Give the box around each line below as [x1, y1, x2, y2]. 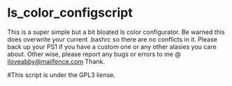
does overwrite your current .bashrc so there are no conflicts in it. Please [7, 35, 218, 43]
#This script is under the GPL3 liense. [7, 71, 116, 79]
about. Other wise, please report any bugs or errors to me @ [7, 50, 182, 58]
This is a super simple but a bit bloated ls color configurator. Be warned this [7, 28, 225, 36]
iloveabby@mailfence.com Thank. [7, 57, 105, 65]
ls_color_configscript [7, 5, 133, 21]
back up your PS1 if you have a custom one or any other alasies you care [7, 42, 217, 51]
